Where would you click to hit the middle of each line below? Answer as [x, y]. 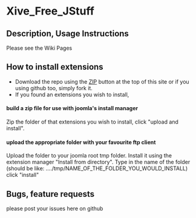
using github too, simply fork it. [54, 88]
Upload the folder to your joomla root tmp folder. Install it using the [89, 156]
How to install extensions [55, 67]
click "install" [23, 175]
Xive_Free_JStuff [51, 11]
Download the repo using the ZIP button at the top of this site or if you [102, 81]
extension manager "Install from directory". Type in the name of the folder [98, 162]
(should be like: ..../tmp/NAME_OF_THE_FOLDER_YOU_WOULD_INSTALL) [97, 168]
